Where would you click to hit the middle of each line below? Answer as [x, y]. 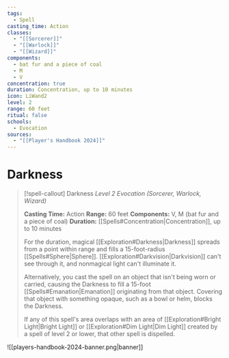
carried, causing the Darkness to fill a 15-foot [87, 284]
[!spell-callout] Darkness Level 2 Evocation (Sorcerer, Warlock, [112, 194]
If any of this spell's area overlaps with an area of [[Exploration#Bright [122, 320]
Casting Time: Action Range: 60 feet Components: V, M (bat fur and [121, 214]
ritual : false [27, 115]
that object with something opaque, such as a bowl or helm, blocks [118, 299]
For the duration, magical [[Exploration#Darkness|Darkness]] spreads [122, 242]
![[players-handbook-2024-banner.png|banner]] [75, 347]
